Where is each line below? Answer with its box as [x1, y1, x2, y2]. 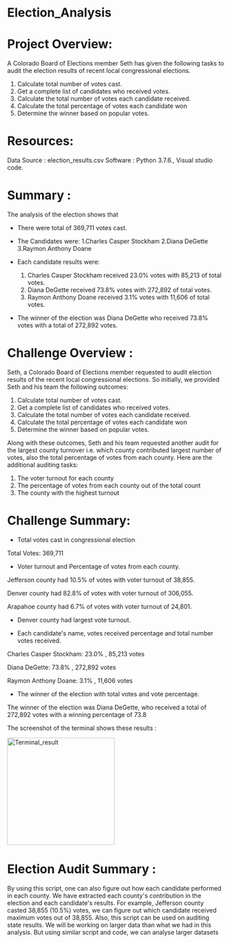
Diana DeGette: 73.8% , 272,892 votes [7, 663, 117, 671]
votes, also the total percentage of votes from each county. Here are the [7, 453, 212, 461]
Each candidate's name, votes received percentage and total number [17, 629, 214, 637]
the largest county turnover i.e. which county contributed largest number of [7, 446, 222, 454]
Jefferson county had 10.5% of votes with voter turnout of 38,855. [7, 576, 195, 584]
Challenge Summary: [7, 513, 131, 529]
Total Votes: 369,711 [7, 549, 64, 557]
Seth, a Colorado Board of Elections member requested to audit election [7, 367, 212, 376]
